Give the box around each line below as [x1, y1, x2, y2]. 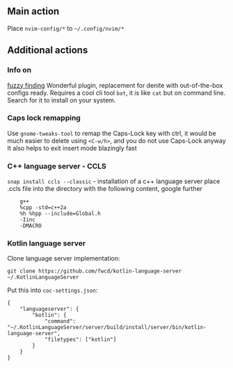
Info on [7, 66, 32, 75]
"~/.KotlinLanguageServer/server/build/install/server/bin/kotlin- [7, 324, 207, 331]
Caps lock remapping [7, 113, 81, 123]
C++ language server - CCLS [7, 161, 106, 171]
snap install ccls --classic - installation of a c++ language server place [7, 177, 220, 185]
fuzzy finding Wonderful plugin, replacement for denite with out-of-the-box [7, 81, 223, 89]
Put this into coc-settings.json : [7, 286, 98, 295]
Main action [7, 6, 60, 17]
